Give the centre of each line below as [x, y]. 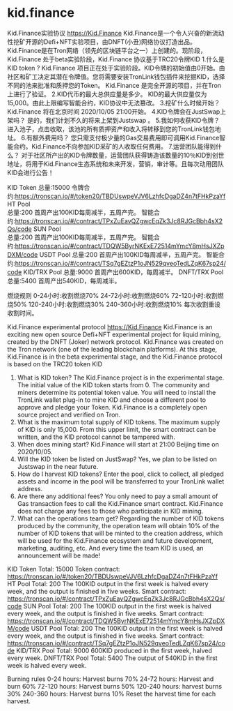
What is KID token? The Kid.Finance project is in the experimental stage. [121, 377]
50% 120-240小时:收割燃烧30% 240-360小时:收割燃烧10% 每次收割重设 [117, 304]
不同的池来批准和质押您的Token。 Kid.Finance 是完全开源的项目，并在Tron [114, 85]
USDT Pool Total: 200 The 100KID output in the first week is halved [127, 628]
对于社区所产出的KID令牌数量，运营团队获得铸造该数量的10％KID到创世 [122, 155]
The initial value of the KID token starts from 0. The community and [113, 384]
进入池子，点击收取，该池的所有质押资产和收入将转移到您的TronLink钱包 [111, 129]
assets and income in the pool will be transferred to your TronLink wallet [121, 481]
